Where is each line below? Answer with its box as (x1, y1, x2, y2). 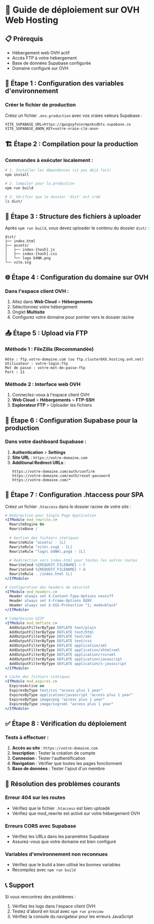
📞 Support (5, 881, 34, 889)
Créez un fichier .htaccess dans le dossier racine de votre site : (5, 503, 132, 509)
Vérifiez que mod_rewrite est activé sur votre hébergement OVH (12, 810, 140, 816)
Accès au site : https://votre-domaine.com (12, 745, 98, 751)
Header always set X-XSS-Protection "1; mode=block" (9, 603, 118, 608)
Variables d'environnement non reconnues (5, 851, 108, 858)
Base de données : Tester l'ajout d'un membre (12, 766, 105, 772)
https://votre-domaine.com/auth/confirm (12, 469, 95, 474)
